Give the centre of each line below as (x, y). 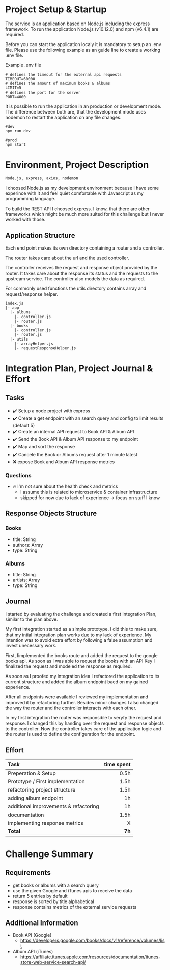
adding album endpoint (35, 798)
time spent (117, 764)
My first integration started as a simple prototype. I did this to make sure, (81, 629)
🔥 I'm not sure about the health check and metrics (65, 486)
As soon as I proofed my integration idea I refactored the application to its (82, 676)
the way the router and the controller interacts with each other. (71, 708)
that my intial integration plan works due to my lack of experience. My (78, 635)
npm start (16, 144)
